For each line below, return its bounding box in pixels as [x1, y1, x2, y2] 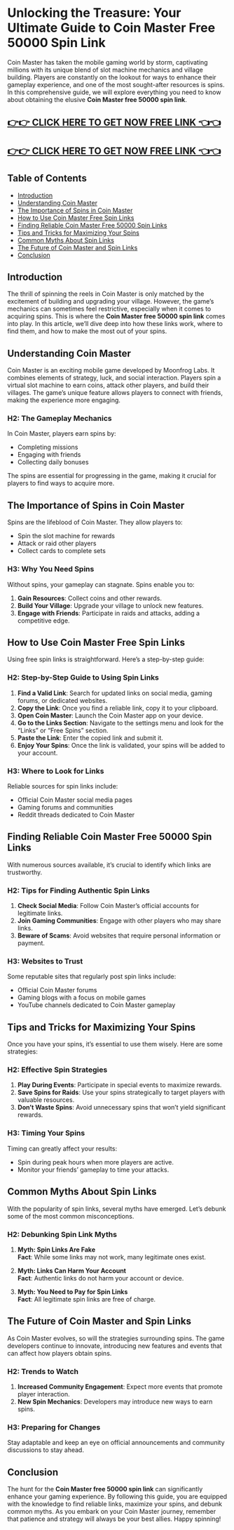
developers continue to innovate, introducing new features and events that [7, 1341, 222, 1350]
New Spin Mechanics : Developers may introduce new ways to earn [17, 1397, 213, 1406]
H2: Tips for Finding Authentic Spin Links [7, 886, 151, 895]
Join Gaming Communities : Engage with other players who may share [17, 916, 221, 925]
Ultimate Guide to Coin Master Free [7, 20, 216, 36]
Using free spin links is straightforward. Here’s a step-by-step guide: [7, 655, 205, 663]
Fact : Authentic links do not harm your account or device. [17, 1273, 184, 1282]
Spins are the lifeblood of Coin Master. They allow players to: [7, 518, 184, 526]
